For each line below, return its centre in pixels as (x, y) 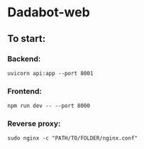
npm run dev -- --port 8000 (49, 106)
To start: (27, 39)
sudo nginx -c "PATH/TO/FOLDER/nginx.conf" (73, 138)
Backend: (24, 59)
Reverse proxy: (34, 123)
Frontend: (25, 91)
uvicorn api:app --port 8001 (50, 73)
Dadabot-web (49, 12)
